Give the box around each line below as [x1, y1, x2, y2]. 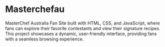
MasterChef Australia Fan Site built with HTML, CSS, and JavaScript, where [5, 20, 161, 26]
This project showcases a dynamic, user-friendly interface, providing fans [5, 30, 157, 36]
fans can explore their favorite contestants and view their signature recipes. [5, 25, 161, 31]
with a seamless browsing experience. [5, 36, 84, 42]
